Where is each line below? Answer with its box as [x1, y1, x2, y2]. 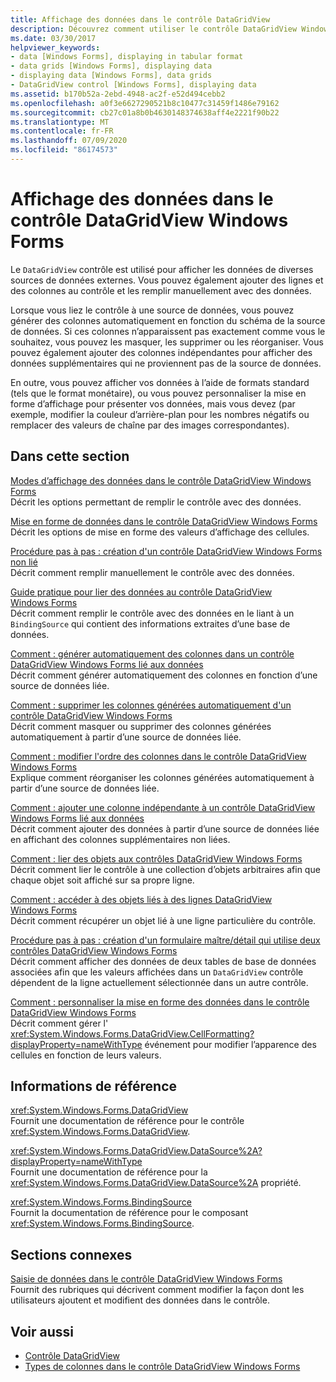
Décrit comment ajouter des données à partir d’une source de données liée [10, 822, 320, 835]
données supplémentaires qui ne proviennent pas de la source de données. [10, 357, 322, 369]
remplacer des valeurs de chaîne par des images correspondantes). [10, 419, 290, 431]
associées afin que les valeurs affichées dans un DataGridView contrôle [10, 966, 304, 978]
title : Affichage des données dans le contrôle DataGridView [10, 14, 271, 25]
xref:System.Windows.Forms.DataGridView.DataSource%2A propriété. [10, 1177, 302, 1189]
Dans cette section [10, 448, 130, 465]
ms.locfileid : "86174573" [10, 145, 118, 155]
